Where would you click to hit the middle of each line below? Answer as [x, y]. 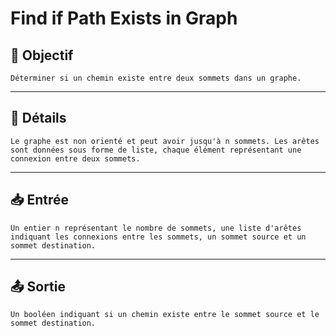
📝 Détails [38, 118]
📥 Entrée [40, 200]
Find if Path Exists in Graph [124, 18]
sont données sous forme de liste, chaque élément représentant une [156, 150]
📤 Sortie [38, 287]
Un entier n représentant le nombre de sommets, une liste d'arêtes [156, 228]
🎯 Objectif [42, 55]
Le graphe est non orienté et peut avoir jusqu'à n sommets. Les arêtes [165, 141]
